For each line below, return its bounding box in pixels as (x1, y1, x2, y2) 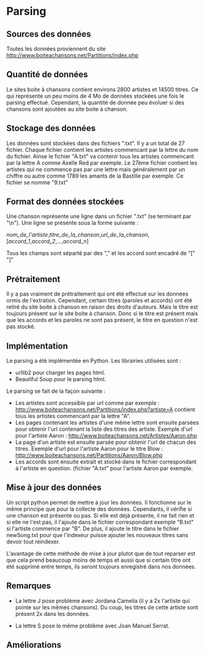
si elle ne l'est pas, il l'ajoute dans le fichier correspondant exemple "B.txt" (6, 518, 194, 526)
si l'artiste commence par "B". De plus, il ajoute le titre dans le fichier (6, 524, 179, 532)
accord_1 (8, 238, 31, 245)
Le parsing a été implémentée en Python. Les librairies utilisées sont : (6, 357, 182, 364)
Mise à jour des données (6, 483, 102, 493)
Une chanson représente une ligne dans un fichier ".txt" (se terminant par (6, 213, 192, 220)
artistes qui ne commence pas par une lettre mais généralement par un (6, 165, 185, 173)
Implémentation (6, 341, 69, 351)
